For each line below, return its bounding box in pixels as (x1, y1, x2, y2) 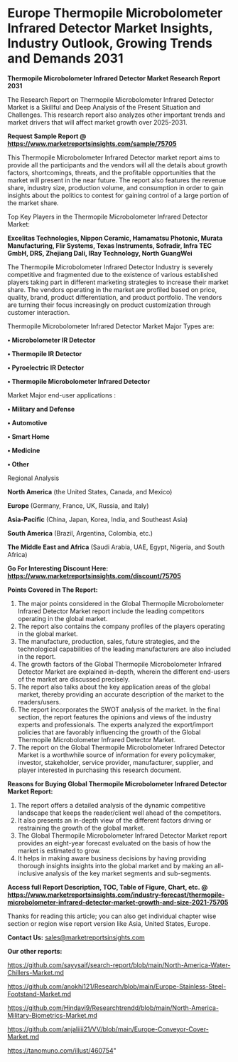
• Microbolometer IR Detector (7, 335, 96, 344)
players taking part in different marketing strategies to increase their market (7, 278, 229, 286)
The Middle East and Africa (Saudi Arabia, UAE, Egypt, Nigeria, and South (7, 543, 225, 551)
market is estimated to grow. (17, 846, 101, 855)
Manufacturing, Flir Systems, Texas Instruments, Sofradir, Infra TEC (7, 241, 212, 250)
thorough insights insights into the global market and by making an (17, 861, 213, 870)
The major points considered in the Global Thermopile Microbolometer (17, 599, 224, 608)
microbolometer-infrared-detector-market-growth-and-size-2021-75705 (7, 897, 229, 906)
